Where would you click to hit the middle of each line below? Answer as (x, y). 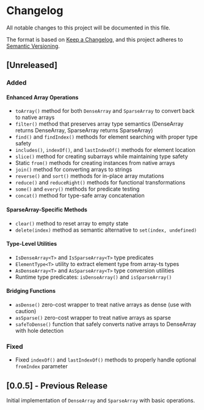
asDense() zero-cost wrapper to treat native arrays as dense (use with (103, 305)
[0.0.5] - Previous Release (57, 386)
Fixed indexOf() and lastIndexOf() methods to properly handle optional (106, 360)
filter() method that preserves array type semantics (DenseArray (99, 124)
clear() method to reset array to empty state (72, 223)
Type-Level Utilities (32, 244)
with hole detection (39, 331)
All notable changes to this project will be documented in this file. (89, 28)
